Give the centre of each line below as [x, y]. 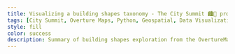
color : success [29, 33]
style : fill [24, 27]
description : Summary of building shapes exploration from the [101, 40]
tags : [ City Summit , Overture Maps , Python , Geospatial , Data [100, 20]
